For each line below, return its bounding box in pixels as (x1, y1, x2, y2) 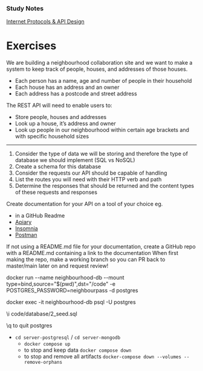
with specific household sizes (14, 133, 89, 140)
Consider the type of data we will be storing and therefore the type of (14, 150, 188, 158)
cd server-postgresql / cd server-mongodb (14, 334, 121, 341)
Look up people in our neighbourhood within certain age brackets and (14, 126, 189, 134)
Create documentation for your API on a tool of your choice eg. (6, 201, 163, 208)
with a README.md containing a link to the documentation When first (6, 250, 179, 257)
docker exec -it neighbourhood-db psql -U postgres (6, 298, 136, 306)
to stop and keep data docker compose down (24, 346, 132, 354)
